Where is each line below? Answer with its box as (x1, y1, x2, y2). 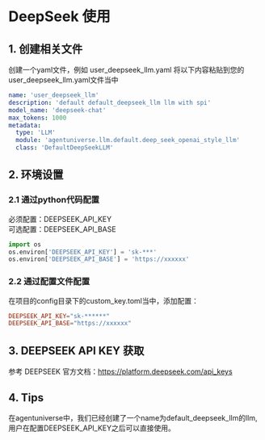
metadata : (8, 121, 42, 129)
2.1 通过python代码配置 (8, 195, 99, 206)
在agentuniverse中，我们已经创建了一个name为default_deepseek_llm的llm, (8, 413, 258, 422)
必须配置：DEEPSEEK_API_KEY (8, 214, 112, 224)
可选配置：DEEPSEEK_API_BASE (8, 224, 116, 234)
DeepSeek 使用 (8, 7, 111, 26)
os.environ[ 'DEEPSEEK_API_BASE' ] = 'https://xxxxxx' (8, 255, 190, 263)
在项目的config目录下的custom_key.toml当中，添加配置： (8, 295, 200, 305)
